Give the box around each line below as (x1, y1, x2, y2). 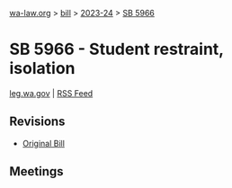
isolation (9, 58, 76, 79)
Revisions (9, 114, 66, 130)
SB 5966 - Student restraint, (9, 40, 224, 59)
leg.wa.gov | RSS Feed (9, 87, 94, 98)
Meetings (9, 164, 65, 179)
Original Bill (22, 138, 66, 148)
